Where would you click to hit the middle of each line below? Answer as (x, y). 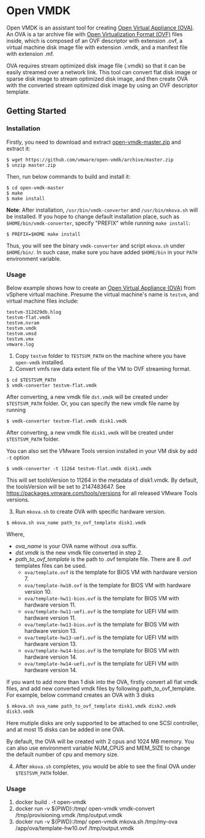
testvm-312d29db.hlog (34, 312)
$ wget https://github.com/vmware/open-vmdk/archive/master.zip (90, 160)
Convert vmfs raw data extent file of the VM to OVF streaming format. (103, 368)
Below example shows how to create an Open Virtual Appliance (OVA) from (101, 288)
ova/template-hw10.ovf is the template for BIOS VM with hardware (107, 585)
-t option (18, 457)
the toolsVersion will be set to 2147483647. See (66, 486)
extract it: (18, 149)
